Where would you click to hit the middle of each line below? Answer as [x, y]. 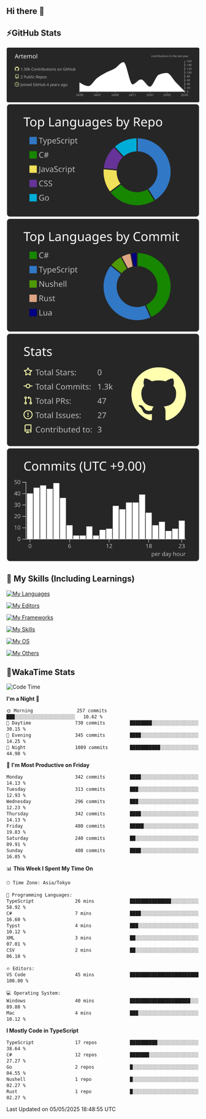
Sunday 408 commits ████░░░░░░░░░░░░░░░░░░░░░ [103, 851]
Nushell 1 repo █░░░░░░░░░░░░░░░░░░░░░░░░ [103, 1080]
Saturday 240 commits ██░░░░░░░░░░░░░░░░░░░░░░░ [103, 838]
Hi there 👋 [25, 11]
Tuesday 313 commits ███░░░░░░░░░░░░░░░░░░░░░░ [103, 789]
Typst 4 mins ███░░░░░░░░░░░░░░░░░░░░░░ [103, 926]
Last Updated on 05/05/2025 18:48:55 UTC [61, 1109]
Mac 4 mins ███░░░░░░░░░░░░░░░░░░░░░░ [103, 1013]
